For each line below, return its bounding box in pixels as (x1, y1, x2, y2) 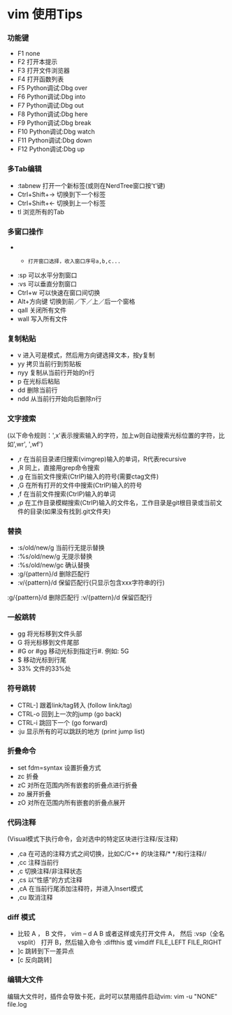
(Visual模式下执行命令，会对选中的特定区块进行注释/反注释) (7, 835, 179, 843)
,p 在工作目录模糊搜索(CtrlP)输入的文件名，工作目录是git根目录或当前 (17, 498, 217, 506)
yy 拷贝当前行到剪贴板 (17, 360, 82, 368)
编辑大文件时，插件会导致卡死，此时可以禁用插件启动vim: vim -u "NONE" (7, 992, 218, 1000)
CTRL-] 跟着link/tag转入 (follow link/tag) (17, 701, 133, 709)
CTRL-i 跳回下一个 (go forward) (17, 718, 108, 726)
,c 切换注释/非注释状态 (17, 867, 82, 875)
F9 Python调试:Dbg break (17, 119, 92, 127)
